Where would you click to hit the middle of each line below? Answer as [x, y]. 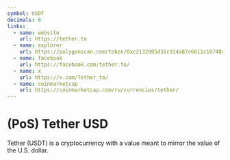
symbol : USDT [26, 13]
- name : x [27, 71]
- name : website [36, 33]
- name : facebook [38, 58]
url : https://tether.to [53, 39]
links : [16, 26]
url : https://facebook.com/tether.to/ [75, 65]
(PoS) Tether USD [57, 124]
